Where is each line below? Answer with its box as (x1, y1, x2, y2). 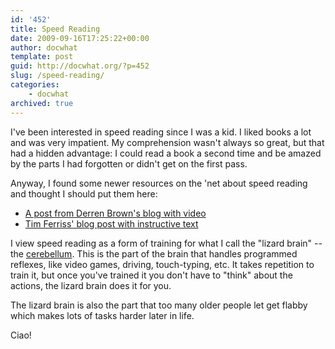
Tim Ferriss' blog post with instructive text (24, 217, 199, 230)
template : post (10, 52, 74, 62)
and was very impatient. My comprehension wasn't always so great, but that (10, 136, 325, 148)
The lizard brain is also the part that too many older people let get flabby (10, 299, 308, 311)
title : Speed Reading (10, 24, 101, 34)
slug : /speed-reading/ (10, 71, 105, 81)
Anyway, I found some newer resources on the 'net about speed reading (10, 177, 308, 189)
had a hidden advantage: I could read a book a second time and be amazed (10, 147, 322, 159)
